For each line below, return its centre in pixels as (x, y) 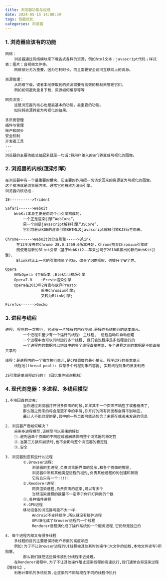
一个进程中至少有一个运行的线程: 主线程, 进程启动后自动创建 (79, 335)
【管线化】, (16, 568)
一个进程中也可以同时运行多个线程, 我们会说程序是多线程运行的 (79, 340)
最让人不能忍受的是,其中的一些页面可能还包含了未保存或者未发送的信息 (85, 417)
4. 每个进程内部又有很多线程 (31, 536)
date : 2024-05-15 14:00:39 (33, 14)
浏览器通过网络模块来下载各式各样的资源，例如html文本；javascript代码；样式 (85, 59)
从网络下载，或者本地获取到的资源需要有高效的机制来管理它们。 (70, 85)
